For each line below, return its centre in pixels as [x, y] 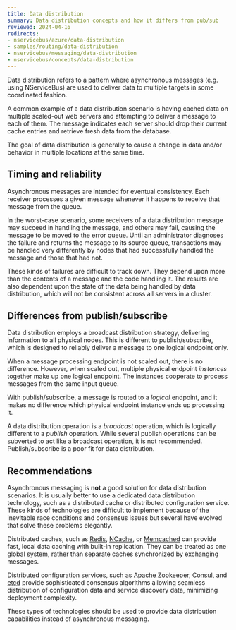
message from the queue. [45, 206]
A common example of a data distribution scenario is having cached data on [118, 108]
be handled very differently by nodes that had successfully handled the [111, 250]
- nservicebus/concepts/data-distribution [70, 60]
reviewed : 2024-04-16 [39, 27]
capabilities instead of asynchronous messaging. [78, 619]
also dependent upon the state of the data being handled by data [101, 286]
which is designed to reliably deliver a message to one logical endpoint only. [118, 348]
